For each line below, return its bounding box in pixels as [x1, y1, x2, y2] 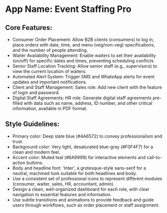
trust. [12, 138, 23, 144]
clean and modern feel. [12, 149, 60, 155]
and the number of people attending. [12, 47, 88, 53]
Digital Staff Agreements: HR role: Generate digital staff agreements [12, 95, 152, 101]
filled [12, 100, 23, 106]
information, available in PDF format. [12, 106, 88, 111]
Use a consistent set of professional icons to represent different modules [12, 176, 163, 182]
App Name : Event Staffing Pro [5, 3, 132, 15]
